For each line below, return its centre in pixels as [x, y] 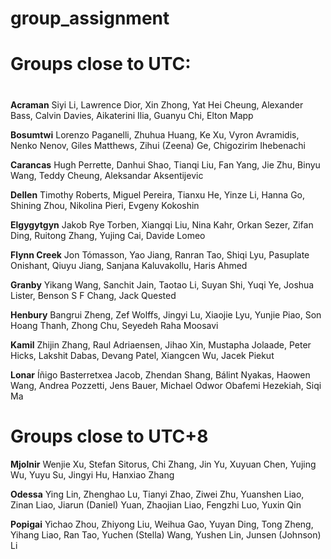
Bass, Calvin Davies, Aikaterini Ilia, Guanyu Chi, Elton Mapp [132, 115]
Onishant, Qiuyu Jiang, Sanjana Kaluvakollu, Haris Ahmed [129, 265]
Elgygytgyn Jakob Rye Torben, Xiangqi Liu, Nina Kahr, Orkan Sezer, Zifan [162, 224]
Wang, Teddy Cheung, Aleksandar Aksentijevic [107, 175]
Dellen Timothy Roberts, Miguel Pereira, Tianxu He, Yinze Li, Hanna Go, [158, 194]
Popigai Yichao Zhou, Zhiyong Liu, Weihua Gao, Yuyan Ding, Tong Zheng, [162, 524]
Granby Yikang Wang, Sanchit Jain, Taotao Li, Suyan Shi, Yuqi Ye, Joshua [162, 284]
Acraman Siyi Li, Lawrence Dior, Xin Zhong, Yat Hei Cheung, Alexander [157, 104]
